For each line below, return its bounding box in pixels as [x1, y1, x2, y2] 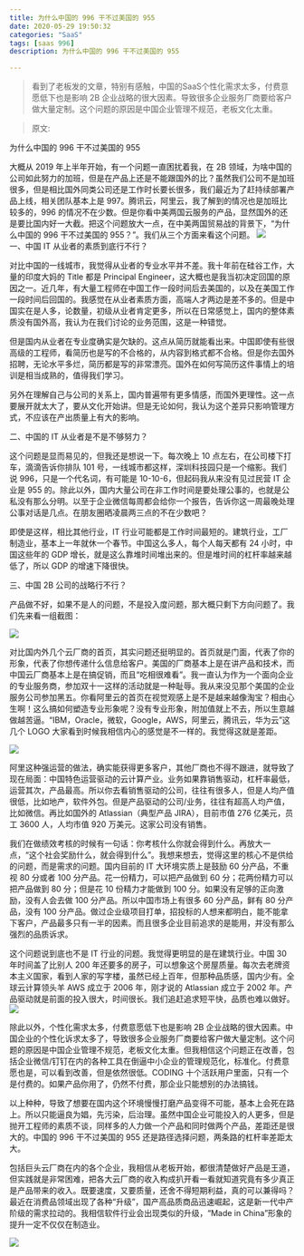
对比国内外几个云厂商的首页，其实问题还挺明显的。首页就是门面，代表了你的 [9, 647, 295, 657]
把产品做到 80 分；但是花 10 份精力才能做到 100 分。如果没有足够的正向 [9, 883, 277, 894]
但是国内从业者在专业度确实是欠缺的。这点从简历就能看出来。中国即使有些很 [9, 336, 295, 347]
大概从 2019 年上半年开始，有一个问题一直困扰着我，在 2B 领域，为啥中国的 [9, 161, 292, 172]
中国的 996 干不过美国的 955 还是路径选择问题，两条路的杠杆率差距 [33, 1132, 286, 1143]
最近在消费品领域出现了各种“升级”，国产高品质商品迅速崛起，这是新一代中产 [9, 1196, 294, 1207]
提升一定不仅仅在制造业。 [9, 1219, 105, 1230]
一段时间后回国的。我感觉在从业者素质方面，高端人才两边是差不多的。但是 [9, 294, 287, 305]
